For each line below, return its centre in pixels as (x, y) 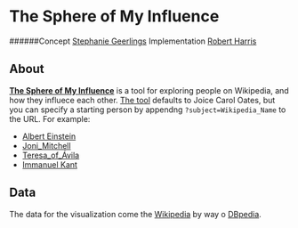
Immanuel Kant (50, 164)
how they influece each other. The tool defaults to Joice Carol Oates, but (142, 100)
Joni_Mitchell (46, 145)
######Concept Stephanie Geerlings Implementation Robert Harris (133, 41)
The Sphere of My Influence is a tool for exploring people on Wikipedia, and (149, 90)
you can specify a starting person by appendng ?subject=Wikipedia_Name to (148, 110)
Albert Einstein (49, 136)
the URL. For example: (50, 118)
